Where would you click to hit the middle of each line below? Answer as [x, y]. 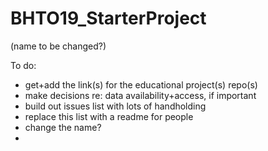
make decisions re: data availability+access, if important [140, 95]
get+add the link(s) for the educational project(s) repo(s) [141, 84]
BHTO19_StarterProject [108, 18]
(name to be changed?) [58, 46]
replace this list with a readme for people [109, 116]
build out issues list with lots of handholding [115, 106]
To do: [23, 65]
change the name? [63, 127]
